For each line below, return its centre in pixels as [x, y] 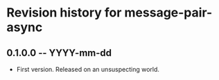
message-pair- [168, 13]
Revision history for [64, 13]
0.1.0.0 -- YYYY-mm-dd [59, 53]
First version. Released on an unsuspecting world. [88, 69]
